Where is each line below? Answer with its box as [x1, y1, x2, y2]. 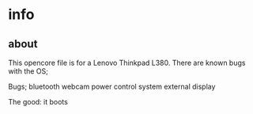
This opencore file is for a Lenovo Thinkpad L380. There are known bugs [8, 58, 246, 67]
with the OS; [8, 66, 49, 76]
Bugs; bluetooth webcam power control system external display [8, 82, 216, 91]
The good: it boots [8, 97, 69, 106]
